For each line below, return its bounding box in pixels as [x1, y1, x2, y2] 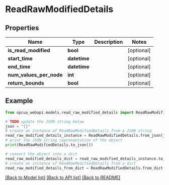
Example [5, 97, 33, 105]
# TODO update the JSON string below [5, 119, 84, 124]
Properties [5, 24, 39, 32]
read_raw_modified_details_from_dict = [5, 165, 89, 170]
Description [94, 39, 123, 45]
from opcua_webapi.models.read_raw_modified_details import [5, 110, 134, 115]
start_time [8, 55, 33, 62]
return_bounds [8, 79, 44, 86]
